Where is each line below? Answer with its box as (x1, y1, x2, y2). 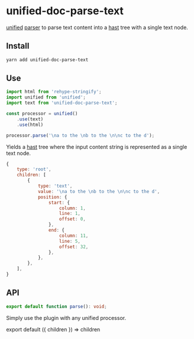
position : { (37, 194, 67, 200)
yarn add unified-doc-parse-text (6, 56, 89, 63)
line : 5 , (59, 238, 81, 244)
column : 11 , (59, 233, 89, 239)
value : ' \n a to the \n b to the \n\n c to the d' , (37, 188, 160, 194)
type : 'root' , (17, 166, 51, 173)
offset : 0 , (59, 216, 86, 222)
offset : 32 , (59, 243, 89, 250)
